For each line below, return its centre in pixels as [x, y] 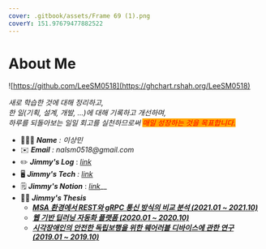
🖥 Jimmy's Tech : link [56, 174]
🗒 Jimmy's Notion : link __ [63, 187]
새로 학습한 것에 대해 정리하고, [56, 103]
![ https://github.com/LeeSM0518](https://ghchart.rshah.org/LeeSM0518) [129, 86]
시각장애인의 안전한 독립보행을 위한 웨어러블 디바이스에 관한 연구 [133, 228]
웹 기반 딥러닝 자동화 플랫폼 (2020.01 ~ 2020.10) [111, 218]
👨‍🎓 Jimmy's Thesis [53, 198]
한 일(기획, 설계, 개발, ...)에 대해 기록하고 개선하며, [87, 113]
